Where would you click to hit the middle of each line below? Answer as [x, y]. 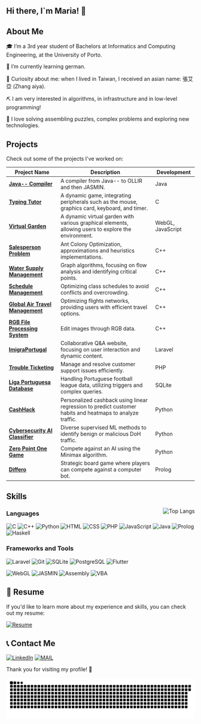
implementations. [82, 257]
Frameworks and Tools [40, 548]
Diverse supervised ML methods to [103, 427]
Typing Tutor [25, 202]
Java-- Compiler [31, 184]
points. [69, 278]
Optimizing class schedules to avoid [105, 286]
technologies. [23, 125]
